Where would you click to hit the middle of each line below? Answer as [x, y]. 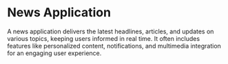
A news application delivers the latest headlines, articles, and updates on [111, 31]
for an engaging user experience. [54, 53]
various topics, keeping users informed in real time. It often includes [104, 38]
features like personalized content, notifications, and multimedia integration [114, 46]
